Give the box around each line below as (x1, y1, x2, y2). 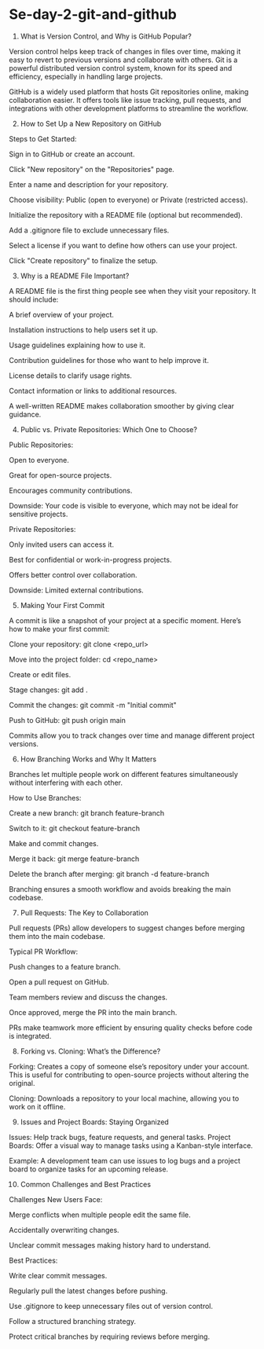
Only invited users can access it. (9, 540, 115, 549)
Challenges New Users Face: (9, 1194, 103, 1204)
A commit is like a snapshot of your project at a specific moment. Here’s (9, 615, 242, 625)
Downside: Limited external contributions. (9, 585, 144, 595)
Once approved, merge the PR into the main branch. (9, 1007, 178, 1017)
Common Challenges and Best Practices (20, 1179, 152, 1189)
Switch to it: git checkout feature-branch (9, 823, 141, 833)
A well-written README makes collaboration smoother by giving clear (9, 401, 235, 410)
